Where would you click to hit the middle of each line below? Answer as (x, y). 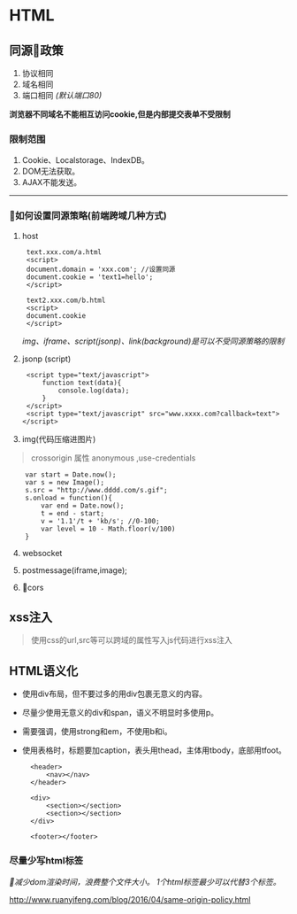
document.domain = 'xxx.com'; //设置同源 (101, 269)
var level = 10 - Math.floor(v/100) (108, 529)
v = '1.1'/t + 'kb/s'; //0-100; (101, 521)
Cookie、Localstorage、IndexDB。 (86, 160)
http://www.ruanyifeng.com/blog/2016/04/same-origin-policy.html (130, 899)
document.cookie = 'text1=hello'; (90, 277)
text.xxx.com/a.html (64, 252)
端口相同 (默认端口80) (62, 95)
